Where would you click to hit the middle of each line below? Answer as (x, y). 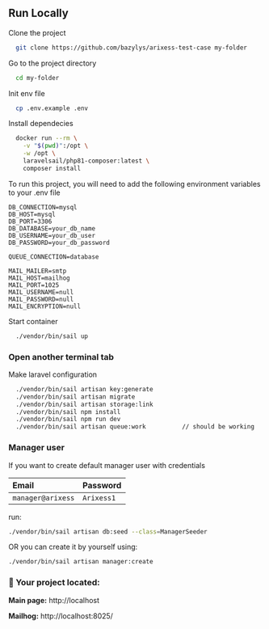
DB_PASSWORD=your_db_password (59, 243)
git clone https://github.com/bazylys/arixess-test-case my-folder (132, 48)
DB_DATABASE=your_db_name (52, 228)
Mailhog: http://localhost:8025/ (61, 616)
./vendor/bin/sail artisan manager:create (81, 562)
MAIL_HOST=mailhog (39, 278)
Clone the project (37, 32)
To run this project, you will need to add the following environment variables (134, 184)
